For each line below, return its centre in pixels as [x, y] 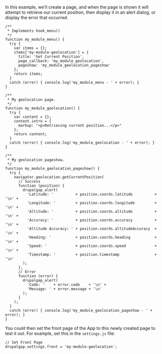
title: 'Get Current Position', [51, 57]
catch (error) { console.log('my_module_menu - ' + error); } [74, 83]
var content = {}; [33, 117]
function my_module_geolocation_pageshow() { [52, 169]
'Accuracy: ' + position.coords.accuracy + [92, 220]
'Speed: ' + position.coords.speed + [92, 246]
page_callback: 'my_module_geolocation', [61, 61]
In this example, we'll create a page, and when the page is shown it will [77, 7]
